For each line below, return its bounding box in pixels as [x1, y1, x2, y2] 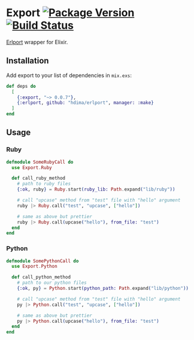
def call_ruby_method [11, 175, 66, 182]
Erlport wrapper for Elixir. [6, 38, 68, 45]
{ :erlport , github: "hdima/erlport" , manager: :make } [17, 100, 154, 106]
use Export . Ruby [11, 164, 52, 170]
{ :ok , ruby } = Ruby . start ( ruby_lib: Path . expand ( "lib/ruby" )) [17, 186, 175, 192]
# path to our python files [17, 280, 87, 286]
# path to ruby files [17, 181, 71, 187]
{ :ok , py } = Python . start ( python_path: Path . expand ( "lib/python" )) [17, 286, 189, 292]
